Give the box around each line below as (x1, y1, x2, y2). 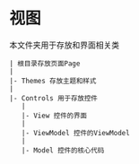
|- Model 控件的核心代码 (21, 145, 105, 155)
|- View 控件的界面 (21, 111, 88, 120)
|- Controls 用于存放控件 (9, 93, 99, 103)
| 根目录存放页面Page (9, 59, 81, 68)
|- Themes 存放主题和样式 (9, 76, 97, 85)
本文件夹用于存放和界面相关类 (9, 39, 119, 50)
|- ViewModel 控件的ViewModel (21, 128, 130, 137)
